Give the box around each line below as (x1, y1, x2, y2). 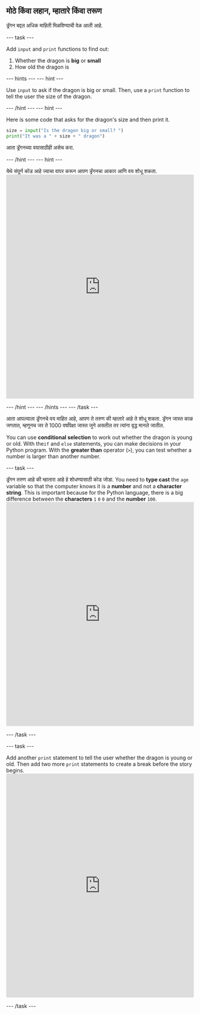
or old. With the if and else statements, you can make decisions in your (6, 440, 182, 447)
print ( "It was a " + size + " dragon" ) (6, 133, 105, 139)
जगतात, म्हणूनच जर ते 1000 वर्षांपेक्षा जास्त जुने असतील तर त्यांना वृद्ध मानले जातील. (6, 422, 165, 429)
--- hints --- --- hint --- (6, 75, 64, 82)
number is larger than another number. (6, 452, 101, 460)
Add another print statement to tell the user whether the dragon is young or (6, 754, 193, 761)
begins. (6, 766, 25, 774)
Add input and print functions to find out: (6, 45, 109, 53)
